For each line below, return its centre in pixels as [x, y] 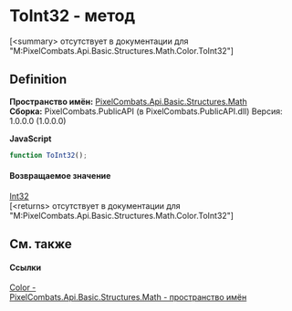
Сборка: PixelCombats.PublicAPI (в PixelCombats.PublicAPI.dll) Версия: [146, 111]
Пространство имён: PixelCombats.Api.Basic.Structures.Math [129, 101]
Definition [38, 80]
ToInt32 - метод [72, 16]
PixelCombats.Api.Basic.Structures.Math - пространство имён [128, 297]
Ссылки [26, 267]
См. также [41, 244]
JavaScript [31, 139]
